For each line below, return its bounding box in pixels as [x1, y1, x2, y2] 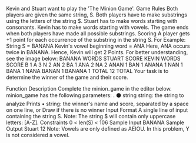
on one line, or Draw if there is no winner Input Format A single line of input [6, 107, 188, 114]
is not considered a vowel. [6, 132, 70, 138]
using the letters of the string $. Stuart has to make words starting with [6, 18, 178, 24]
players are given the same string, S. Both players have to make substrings [6, 11, 187, 18]
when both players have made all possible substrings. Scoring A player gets [6, 30, 190, 37]
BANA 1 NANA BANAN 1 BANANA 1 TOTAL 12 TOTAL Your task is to [6, 68, 169, 74]
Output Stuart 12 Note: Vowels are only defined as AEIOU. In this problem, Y [6, 125, 190, 132]
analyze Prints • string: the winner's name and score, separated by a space [6, 100, 189, 107]
